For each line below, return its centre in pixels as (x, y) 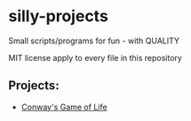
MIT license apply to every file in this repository (95, 57)
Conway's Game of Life (64, 107)
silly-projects (58, 16)
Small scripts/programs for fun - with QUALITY (94, 41)
